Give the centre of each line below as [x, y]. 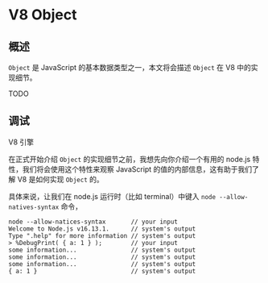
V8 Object [43, 15]
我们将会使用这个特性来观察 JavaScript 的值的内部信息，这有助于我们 [137, 169]
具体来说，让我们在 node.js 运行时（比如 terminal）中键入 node [112, 196]
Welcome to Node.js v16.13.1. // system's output [102, 229]
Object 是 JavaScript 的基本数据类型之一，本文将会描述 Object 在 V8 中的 [130, 67]
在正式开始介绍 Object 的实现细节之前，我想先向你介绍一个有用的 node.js [130, 159]
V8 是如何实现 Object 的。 [61, 179]
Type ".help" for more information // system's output [102, 235]
